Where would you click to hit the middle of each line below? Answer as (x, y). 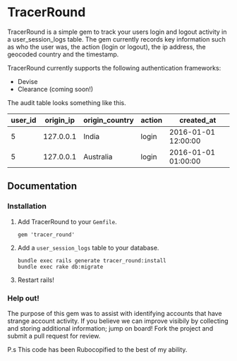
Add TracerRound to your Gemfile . (67, 221)
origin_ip (60, 120)
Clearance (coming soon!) (55, 89)
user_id (24, 120)
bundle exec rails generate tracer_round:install (92, 261)
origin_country (109, 120)
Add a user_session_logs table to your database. (88, 247)
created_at (198, 120)
